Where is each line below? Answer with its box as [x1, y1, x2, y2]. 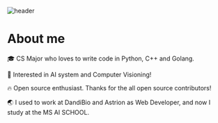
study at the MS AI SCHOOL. [7, 108, 89, 116]
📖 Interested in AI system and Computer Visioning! [7, 70, 152, 79]
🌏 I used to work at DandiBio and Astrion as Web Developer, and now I [7, 98, 211, 106]
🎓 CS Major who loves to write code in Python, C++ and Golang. [7, 54, 195, 63]
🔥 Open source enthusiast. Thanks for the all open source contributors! [7, 83, 212, 92]
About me [7, 31, 65, 47]
